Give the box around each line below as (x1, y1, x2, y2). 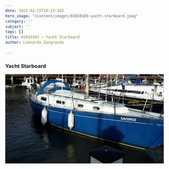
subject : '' (5, 24, 30, 29)
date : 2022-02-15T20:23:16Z (5, 8, 64, 13)
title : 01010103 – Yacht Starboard (5, 35, 80, 40)
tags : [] (5, 29, 24, 35)
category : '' (5, 19, 33, 24)
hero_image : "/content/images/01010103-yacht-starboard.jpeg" (5, 13, 138, 19)
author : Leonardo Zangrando (5, 40, 64, 45)
